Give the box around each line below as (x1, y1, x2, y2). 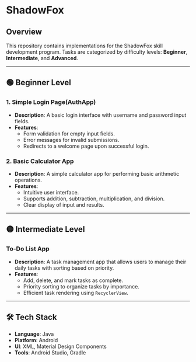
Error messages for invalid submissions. (23, 136, 120, 143)
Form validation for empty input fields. (23, 130, 116, 137)
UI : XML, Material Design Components (14, 343, 107, 350)
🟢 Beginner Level (6, 78, 71, 88)
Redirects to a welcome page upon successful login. (23, 142, 149, 149)
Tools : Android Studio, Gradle (14, 349, 86, 356)
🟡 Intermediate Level (6, 224, 85, 234)
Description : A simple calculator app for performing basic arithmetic (14, 170, 180, 177)
